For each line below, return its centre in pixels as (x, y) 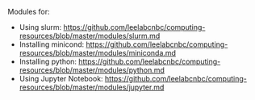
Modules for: (29, 12)
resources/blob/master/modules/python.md (92, 70)
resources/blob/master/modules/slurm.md (90, 36)
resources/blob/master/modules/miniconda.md (98, 53)
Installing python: (48, 61)
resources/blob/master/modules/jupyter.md (92, 87)
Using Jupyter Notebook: (61, 79)
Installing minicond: (52, 44)
